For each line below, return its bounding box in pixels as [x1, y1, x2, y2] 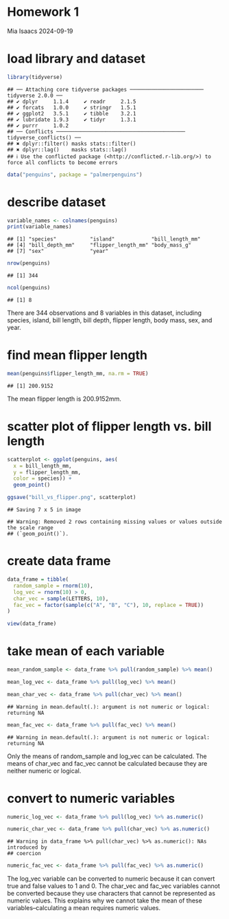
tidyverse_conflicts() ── [7, 134, 81, 141]
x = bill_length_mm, [13, 462, 72, 469]
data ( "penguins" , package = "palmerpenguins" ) [7, 171, 143, 178]
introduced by [7, 844, 48, 851]
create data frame [7, 553, 111, 569]
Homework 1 [7, 4, 80, 20]
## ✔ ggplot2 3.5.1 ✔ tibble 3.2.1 [7, 110, 136, 117]
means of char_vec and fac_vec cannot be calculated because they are [7, 759, 208, 767]
